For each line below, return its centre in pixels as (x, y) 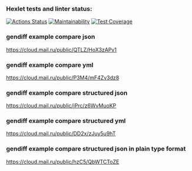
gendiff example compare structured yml (66, 121)
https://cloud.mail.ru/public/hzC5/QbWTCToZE (63, 162)
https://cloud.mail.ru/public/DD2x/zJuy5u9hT (61, 133)
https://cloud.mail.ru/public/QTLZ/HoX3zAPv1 (61, 49)
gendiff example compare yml (50, 65)
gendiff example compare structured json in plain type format (96, 149)
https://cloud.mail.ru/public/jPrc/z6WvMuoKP (61, 106)
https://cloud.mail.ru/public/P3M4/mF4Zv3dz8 (63, 78)
